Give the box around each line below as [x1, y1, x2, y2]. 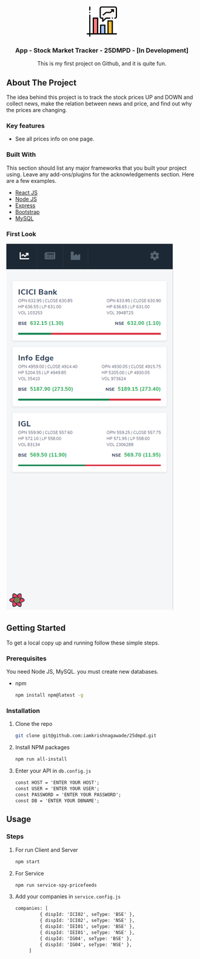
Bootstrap [15, 208, 40, 215]
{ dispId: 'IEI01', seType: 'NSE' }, [39, 930, 135, 936]
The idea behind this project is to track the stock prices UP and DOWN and [6, 94, 193, 101]
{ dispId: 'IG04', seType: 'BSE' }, [39, 936, 132, 942]
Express [15, 202, 36, 209]
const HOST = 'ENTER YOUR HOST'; [15, 780, 100, 786]
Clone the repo [15, 720, 53, 728]
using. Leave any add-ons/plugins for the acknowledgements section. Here [6, 170, 195, 178]
